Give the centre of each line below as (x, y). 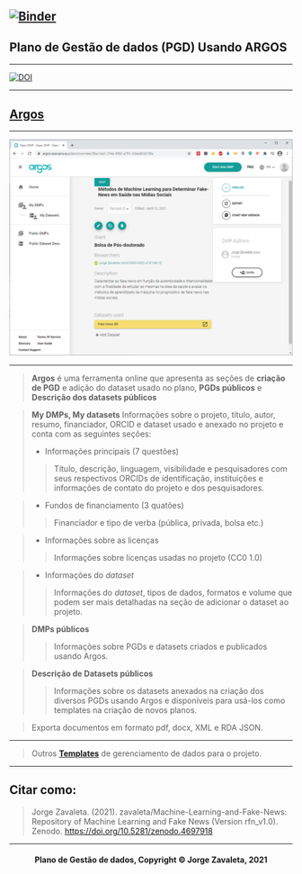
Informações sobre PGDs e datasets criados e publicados (160, 646)
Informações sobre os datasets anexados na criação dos (159, 690)
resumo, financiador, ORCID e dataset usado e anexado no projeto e (157, 424)
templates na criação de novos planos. (125, 710)
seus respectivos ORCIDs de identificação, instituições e (158, 478)
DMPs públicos (60, 629)
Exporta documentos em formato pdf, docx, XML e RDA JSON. (147, 727)
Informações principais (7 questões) (112, 451)
